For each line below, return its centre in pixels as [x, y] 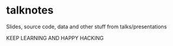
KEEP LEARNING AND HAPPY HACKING [55, 38]
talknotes [30, 10]
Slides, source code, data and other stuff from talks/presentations [86, 27]
